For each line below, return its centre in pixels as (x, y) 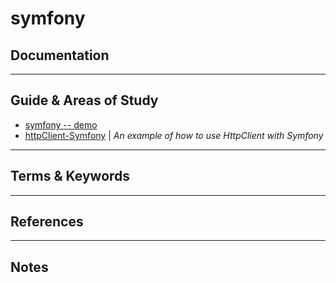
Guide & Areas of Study (84, 100)
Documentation (60, 55)
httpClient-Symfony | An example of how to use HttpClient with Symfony (174, 135)
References (47, 222)
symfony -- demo (61, 124)
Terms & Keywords (70, 176)
